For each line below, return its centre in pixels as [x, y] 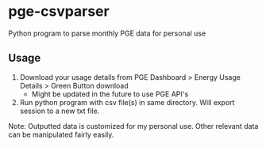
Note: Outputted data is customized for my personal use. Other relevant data [133, 126]
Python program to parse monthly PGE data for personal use [107, 33]
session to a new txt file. [60, 111]
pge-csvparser [59, 11]
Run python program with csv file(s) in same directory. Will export [127, 102]
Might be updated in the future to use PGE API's [110, 94]
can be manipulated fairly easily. [61, 134]
